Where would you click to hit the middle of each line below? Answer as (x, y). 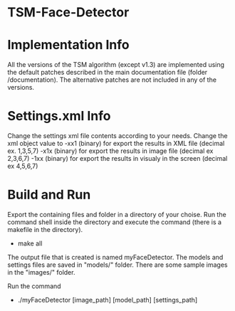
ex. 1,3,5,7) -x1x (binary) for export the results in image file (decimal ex (110, 151)
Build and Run (49, 195)
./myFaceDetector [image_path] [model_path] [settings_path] (108, 300)
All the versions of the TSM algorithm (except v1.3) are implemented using (116, 65)
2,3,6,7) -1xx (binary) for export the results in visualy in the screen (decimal (117, 159)
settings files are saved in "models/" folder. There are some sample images (117, 265)
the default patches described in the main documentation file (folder (108, 73)
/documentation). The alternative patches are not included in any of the (112, 80)
